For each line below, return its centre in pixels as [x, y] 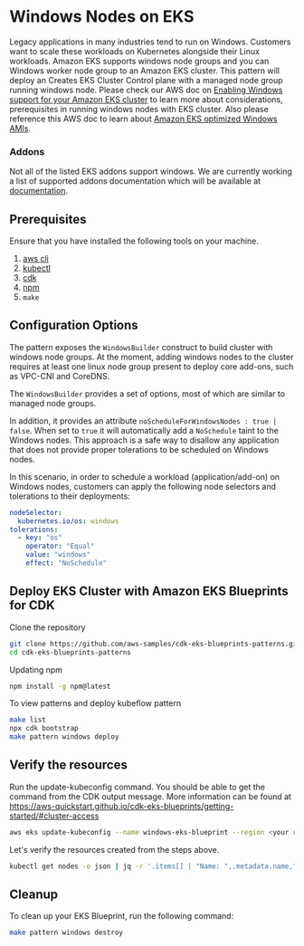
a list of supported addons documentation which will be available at [135, 181]
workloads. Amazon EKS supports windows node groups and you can [139, 61]
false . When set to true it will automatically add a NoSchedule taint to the [144, 430]
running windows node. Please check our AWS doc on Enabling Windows [146, 90]
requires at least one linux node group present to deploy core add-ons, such [152, 366]
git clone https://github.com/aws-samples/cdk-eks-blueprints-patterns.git [155, 644]
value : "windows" [58, 555]
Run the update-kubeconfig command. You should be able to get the [137, 787]
